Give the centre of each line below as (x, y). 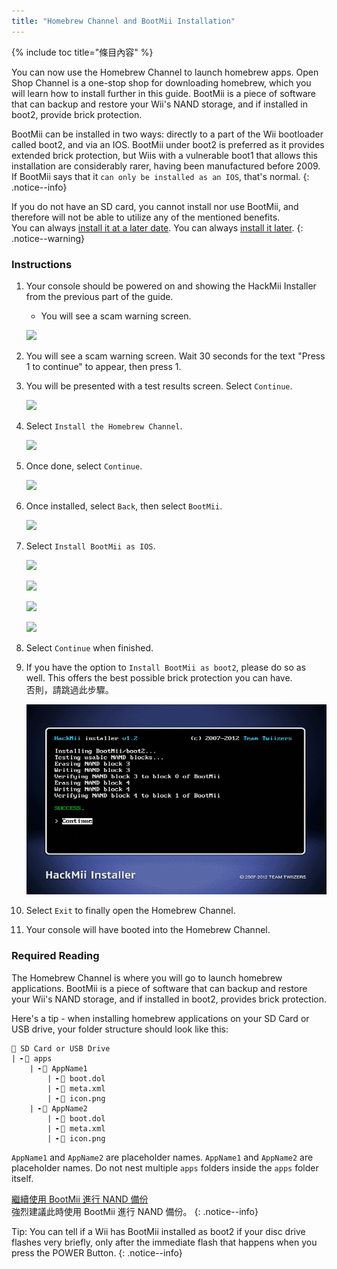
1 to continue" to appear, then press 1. (103, 366)
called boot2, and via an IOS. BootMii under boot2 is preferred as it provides (168, 144)
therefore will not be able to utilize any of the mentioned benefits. (146, 217)
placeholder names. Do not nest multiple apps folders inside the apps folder (165, 1167)
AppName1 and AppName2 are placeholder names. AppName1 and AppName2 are (162, 1157)
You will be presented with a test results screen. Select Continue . (159, 386)
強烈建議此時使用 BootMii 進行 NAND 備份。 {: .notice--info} (135, 1211)
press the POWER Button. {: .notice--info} (97, 1252)
